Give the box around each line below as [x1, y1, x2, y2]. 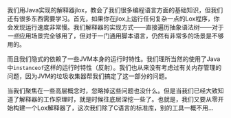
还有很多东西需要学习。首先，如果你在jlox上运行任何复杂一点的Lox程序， [7, 14, 214, 23]
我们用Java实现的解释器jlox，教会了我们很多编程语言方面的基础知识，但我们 [7, 6, 223, 14]
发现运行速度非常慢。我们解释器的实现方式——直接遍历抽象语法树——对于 [12, 23, 224, 31]
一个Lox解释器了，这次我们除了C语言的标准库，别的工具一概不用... [25, 104, 214, 112]
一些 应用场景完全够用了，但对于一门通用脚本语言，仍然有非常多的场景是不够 [7, 32, 224, 40]
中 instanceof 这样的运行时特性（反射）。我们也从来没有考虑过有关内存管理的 [7, 64, 222, 71]
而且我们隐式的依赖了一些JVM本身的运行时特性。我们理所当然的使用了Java [7, 55, 221, 63]
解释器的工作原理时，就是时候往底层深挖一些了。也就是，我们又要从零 [19, 95, 218, 103]
